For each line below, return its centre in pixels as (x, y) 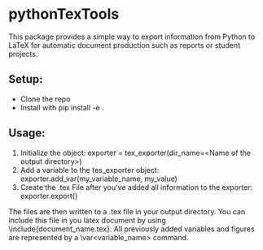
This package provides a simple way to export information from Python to (132, 37)
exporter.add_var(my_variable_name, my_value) (99, 179)
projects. (23, 54)
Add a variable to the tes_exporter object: (90, 170)
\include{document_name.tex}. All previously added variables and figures (131, 229)
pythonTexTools (64, 14)
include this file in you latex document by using (88, 220)
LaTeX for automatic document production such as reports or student (125, 45)
